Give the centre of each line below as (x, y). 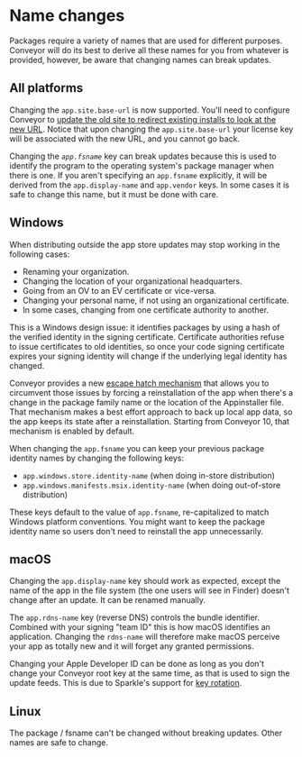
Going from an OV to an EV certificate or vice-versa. (119, 290)
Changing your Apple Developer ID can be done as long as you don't (137, 664)
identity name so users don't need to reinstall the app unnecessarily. (137, 531)
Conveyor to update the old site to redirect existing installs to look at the (143, 119)
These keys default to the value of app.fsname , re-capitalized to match (139, 512)
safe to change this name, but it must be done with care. (114, 194)
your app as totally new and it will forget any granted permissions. (132, 646)
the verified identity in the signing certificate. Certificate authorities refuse (147, 337)
